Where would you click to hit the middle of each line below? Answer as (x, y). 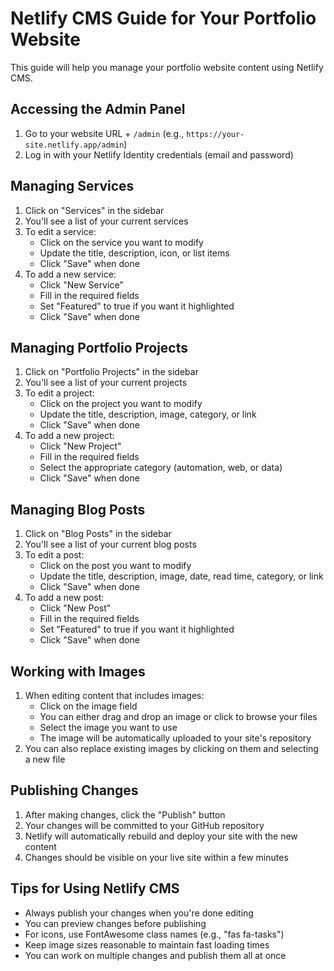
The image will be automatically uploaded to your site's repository (175, 738)
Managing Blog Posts (78, 509)
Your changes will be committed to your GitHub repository (144, 825)
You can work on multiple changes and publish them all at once (155, 955)
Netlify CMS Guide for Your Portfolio (163, 18)
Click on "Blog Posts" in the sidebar (98, 534)
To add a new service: (70, 274)
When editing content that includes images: (114, 695)
